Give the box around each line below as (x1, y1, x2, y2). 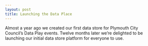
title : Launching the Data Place (5, 12, 72, 16)
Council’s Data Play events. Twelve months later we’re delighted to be (5, 30, 143, 36)
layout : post (5, 7, 31, 12)
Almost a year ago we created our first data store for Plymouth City (5, 25, 138, 31)
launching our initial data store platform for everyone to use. (5, 35, 124, 41)
